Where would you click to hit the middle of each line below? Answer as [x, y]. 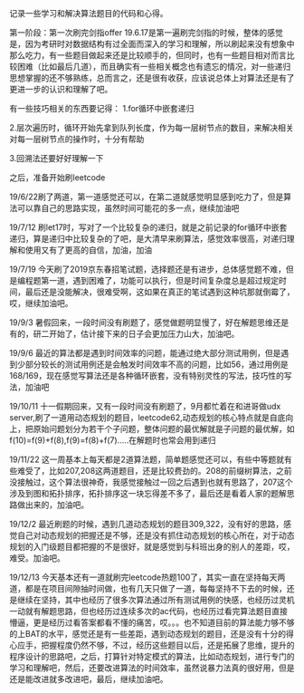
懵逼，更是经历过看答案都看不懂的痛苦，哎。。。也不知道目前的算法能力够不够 [152, 622]
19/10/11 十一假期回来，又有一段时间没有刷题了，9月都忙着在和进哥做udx [145, 406]
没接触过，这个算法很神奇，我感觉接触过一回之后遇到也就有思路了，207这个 [152, 482]
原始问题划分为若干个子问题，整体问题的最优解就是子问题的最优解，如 [164, 429]
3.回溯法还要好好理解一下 [57, 158]
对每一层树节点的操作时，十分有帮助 [77, 139]
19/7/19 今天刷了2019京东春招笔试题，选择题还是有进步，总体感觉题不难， [148, 269]
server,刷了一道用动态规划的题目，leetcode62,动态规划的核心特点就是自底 [147, 418]
